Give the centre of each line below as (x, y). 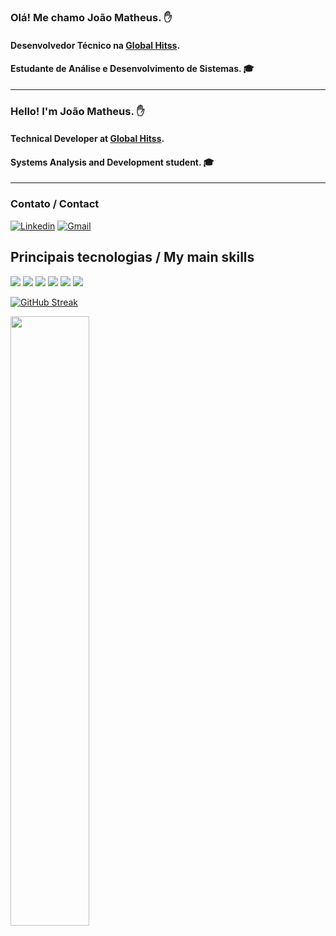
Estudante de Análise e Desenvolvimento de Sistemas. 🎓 (132, 69)
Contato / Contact (55, 204)
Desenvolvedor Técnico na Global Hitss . (95, 45)
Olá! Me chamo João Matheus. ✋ (91, 17)
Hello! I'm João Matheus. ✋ (77, 111)
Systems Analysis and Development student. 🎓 (112, 162)
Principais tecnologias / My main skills (132, 257)
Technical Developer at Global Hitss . (87, 139)
